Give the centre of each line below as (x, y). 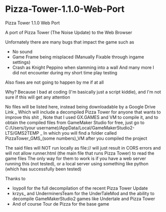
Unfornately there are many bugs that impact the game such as (70, 42)
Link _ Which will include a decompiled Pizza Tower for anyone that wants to (83, 112)
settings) (21, 62)
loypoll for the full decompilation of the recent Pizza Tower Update (80, 188)
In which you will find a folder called (80, 133)
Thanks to (15, 178)
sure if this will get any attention (38, 97)
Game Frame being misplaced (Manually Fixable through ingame (78, 57)
